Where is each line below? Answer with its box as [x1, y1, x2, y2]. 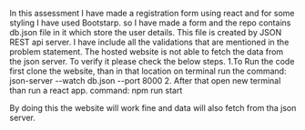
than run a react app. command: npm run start [9, 85, 183, 95]
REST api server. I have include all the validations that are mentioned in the [9, 36, 290, 47]
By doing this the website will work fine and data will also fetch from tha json [9, 103, 297, 113]
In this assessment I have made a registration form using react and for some [9, 8, 295, 18]
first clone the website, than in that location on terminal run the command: [9, 65, 287, 76]
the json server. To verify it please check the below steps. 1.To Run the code [9, 56, 295, 66]
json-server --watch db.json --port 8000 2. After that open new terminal [9, 75, 281, 85]
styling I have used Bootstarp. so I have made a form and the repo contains [9, 17, 291, 28]
